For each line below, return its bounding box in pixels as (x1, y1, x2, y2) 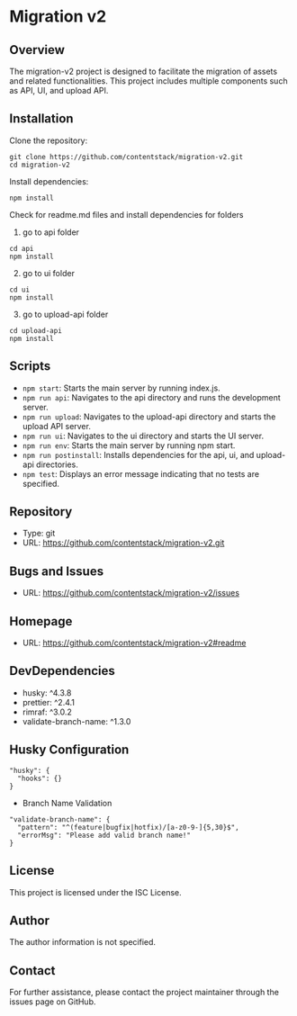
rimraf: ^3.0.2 (22, 706, 72, 717)
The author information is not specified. (9, 937, 156, 948)
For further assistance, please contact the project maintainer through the (9, 987, 279, 998)
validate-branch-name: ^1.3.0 (22, 715, 131, 726)
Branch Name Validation (22, 797, 112, 808)
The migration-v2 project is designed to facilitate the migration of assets (9, 66, 277, 76)
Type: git (22, 528, 56, 539)
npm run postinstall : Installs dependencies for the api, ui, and (22, 449, 255, 460)
